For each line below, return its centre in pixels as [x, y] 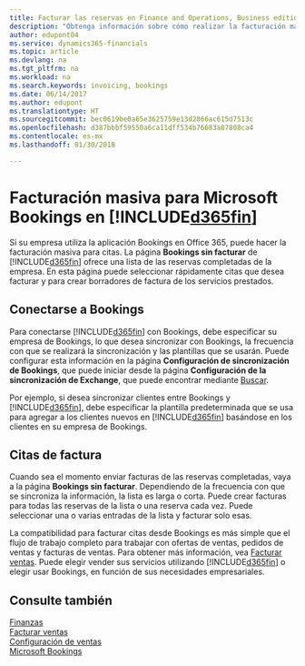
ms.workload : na [40, 77]
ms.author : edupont [46, 102]
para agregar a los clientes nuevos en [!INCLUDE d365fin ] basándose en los [151, 417]
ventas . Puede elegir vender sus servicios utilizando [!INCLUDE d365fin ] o [148, 562]
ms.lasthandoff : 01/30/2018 [63, 145]
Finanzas [26, 622]
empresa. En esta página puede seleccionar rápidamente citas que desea [147, 271]
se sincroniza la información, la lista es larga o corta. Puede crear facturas [148, 496]
